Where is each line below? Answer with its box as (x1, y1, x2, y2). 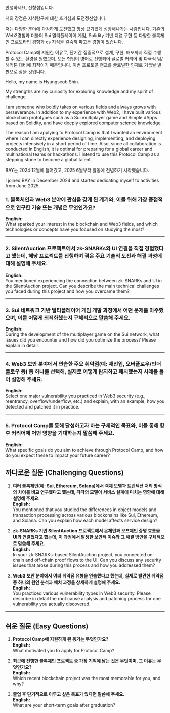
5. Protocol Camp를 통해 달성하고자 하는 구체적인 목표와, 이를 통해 (5, 422, 159, 429)
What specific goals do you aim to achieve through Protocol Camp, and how (5, 447, 164, 453)
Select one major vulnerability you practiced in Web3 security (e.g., (5, 393, 146, 399)
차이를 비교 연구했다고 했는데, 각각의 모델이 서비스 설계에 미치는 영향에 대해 (17, 489, 164, 495)
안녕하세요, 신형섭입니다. (5, 5, 54, 10)
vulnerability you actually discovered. (12, 601, 91, 607)
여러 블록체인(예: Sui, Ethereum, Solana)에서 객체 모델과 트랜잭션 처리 (12, 483, 153, 489)
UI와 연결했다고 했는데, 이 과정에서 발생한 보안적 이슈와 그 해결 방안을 (12, 534, 148, 540)
